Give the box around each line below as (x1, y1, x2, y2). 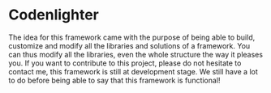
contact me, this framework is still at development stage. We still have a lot (8, 66, 258, 76)
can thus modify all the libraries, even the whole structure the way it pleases (8, 49, 264, 59)
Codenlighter (8, 6, 100, 24)
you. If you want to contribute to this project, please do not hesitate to (8, 58, 242, 68)
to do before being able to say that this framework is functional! (8, 75, 221, 85)
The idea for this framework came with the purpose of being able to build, (8, 32, 256, 42)
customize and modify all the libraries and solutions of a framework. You (8, 40, 251, 50)
